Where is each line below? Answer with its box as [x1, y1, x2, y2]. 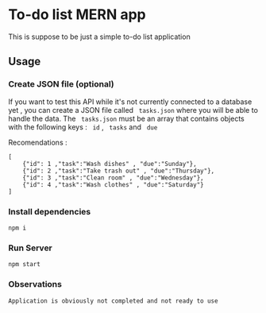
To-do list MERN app [8, 6, 146, 24]
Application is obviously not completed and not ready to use [8, 296, 218, 305]
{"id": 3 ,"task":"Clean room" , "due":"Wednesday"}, [22, 173, 204, 182]
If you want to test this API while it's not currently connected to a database [8, 97, 253, 106]
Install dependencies [8, 206, 91, 217]
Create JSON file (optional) [8, 79, 115, 90]
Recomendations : [8, 137, 67, 147]
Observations [8, 279, 62, 290]
